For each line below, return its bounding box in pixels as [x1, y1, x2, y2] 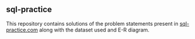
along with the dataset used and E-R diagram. [39, 26, 150, 33]
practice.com [6, 26, 38, 33]
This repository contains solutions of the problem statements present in [6, 20, 179, 27]
